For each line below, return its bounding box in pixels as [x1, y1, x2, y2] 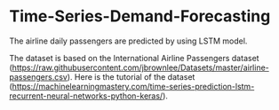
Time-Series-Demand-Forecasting [9, 6, 271, 27]
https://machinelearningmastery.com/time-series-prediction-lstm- [12, 81, 255, 91]
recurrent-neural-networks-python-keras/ [9, 90, 163, 101]
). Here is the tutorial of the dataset [67, 71, 195, 82]
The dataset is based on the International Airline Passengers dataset [9, 52, 259, 63]
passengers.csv [9, 71, 68, 82]
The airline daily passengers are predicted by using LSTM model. [9, 35, 248, 46]
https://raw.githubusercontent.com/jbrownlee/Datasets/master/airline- [12, 62, 269, 73]
